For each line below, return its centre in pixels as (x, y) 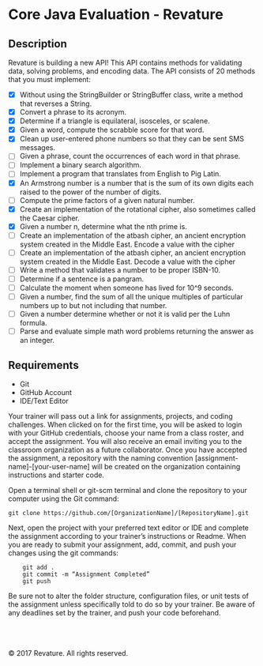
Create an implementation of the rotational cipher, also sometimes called (137, 209)
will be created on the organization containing (166, 467)
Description (38, 44)
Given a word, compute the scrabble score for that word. (112, 130)
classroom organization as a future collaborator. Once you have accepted (128, 450)
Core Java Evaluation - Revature (116, 15)
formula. (33, 323)
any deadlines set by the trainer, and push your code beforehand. (115, 613)
